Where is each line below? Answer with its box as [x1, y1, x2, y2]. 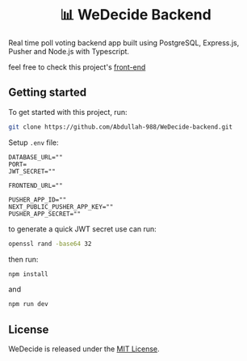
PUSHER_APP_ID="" [8, 195, 67, 204]
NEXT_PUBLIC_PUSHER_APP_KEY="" [8, 202, 114, 210]
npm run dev [8, 300, 48, 308]
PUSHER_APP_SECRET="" [8, 210, 82, 218]
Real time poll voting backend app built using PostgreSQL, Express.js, [8, 37, 240, 48]
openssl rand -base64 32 [8, 240, 92, 248]
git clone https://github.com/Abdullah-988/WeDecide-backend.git [8, 122, 232, 131]
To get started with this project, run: [8, 107, 128, 117]
